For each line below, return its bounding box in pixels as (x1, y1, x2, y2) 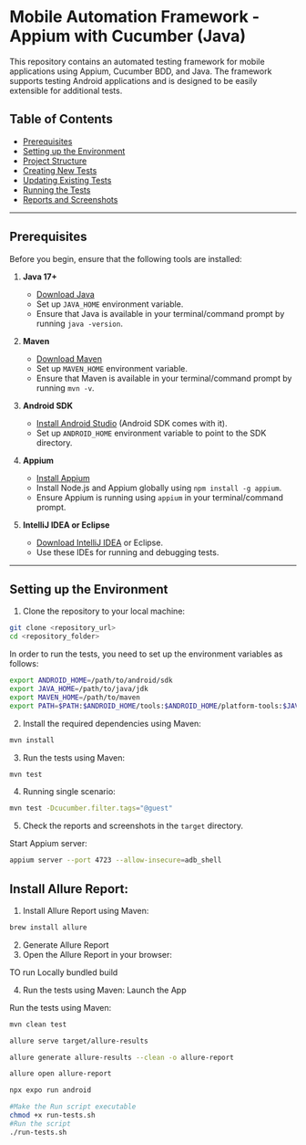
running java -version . (36, 318, 123, 329)
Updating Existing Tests (22, 174, 112, 185)
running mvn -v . (36, 382, 95, 394)
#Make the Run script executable (9, 1102, 137, 1111)
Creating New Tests (22, 164, 97, 175)
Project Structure (22, 155, 87, 166)
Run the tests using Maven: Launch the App (22, 984, 187, 995)
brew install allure (9, 922, 88, 932)
